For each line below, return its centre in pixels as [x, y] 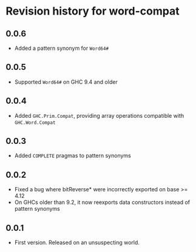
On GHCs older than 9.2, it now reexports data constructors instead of [102, 202]
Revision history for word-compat [93, 11]
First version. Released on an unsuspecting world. [77, 243]
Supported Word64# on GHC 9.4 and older [66, 82]
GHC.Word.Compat [35, 123]
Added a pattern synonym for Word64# [62, 48]
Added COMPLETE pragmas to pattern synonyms [73, 155]
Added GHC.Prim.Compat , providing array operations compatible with [99, 115]
